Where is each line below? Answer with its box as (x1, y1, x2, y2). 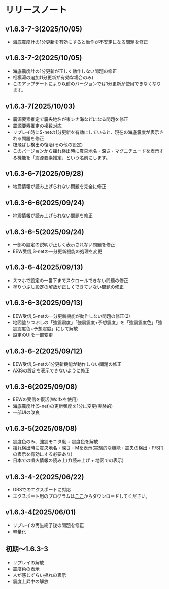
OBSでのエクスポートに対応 (12, 486, 71, 492)
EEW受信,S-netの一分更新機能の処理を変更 (12, 248, 103, 254)
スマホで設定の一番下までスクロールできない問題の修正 (12, 277, 128, 283)
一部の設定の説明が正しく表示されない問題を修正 (12, 242, 115, 248)
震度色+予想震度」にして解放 (17, 325, 78, 331)
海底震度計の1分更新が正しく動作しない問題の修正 (12, 68, 117, 74)
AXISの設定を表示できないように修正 (12, 367, 90, 374)
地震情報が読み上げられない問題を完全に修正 (12, 183, 107, 190)
